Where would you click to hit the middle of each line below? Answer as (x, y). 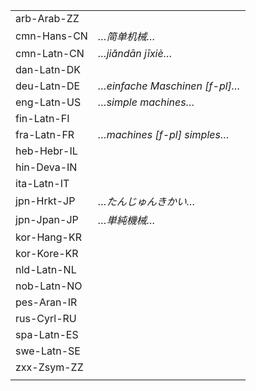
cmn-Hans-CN (51, 36)
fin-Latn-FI (42, 118)
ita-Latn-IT (42, 183)
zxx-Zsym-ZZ (49, 367)
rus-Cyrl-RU (46, 318)
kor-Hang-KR (48, 237)
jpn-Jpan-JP (47, 219)
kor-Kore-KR (47, 253)
